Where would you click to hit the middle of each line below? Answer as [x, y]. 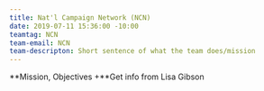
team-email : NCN [40, 43]
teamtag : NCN [34, 34]
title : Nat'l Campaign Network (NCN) [80, 18]
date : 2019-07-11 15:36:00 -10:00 [74, 26]
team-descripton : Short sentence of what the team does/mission [132, 51]
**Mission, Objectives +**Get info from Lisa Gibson [107, 77]
